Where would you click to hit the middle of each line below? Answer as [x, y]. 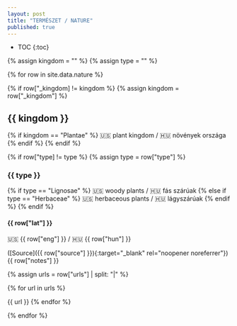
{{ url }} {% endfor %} [39, 301]
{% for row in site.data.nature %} [56, 74]
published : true [31, 27]
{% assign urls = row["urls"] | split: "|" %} [68, 274]
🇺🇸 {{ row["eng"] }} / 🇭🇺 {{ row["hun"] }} [69, 239]
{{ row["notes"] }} [33, 260]
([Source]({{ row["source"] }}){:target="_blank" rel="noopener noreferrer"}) [118, 253]
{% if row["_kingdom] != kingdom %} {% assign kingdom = [93, 89]
